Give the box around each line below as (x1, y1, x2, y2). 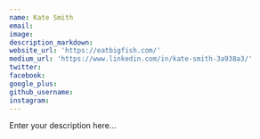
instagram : (9, 95, 50, 105)
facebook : (9, 71, 46, 80)
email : (9, 21, 34, 30)
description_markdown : (9, 37, 93, 47)
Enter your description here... (9, 120, 117, 131)
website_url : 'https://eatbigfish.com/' (9, 46, 162, 55)
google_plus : (9, 79, 58, 88)
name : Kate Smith (9, 12, 74, 22)
